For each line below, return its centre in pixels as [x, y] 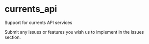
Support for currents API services [38, 22]
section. [13, 37]
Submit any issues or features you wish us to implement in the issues [74, 32]
